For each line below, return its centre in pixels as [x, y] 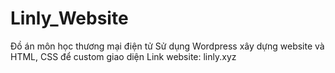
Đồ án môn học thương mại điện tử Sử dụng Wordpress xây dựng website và [167, 46]
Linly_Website [69, 18]
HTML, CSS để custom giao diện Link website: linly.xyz [123, 56]
